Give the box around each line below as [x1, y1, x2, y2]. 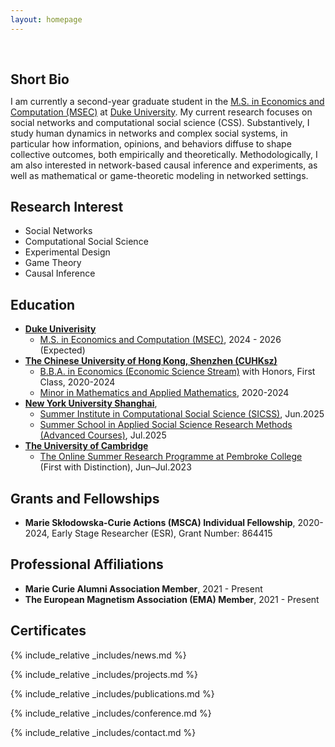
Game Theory [24, 257, 82, 269]
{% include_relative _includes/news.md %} [10, 649, 187, 661]
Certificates [10, 622, 87, 640]
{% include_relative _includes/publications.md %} [10, 687, 215, 700]
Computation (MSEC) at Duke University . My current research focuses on [10, 106, 313, 118]
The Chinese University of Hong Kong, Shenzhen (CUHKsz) [24, 355, 278, 367]
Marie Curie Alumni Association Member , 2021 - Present [24, 582, 263, 595]
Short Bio [10, 71, 70, 88]
